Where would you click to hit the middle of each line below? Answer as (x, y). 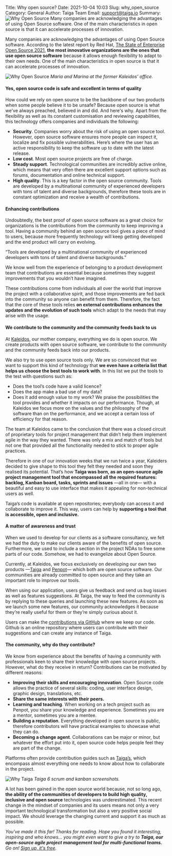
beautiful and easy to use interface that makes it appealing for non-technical (86, 488)
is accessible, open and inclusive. (42, 514)
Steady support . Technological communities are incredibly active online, (90, 165)
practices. (16, 451)
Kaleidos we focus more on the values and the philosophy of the (81, 408)
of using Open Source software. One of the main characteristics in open (81, 24)
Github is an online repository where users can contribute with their (77, 627)
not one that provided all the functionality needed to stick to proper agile (82, 445)
